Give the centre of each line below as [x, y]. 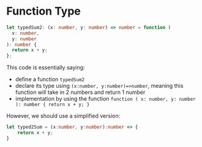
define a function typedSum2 [50, 79]
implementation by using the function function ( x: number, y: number [105, 99]
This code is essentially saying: [46, 68]
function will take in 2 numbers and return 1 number [80, 92]
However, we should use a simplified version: [63, 116]
